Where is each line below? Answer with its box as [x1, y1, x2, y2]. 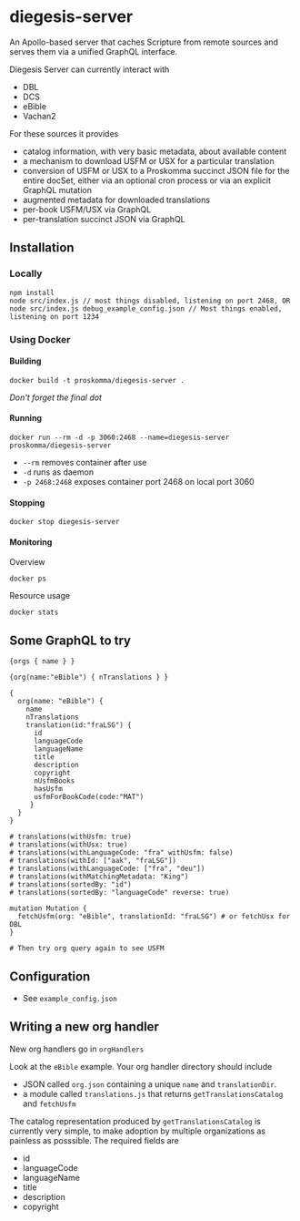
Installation [9, 240, 75, 256]
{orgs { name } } [9, 657, 75, 666]
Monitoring [9, 536, 53, 548]
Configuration [9, 969, 91, 984]
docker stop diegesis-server [9, 518, 120, 527]
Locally [9, 267, 43, 280]
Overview [9, 557, 45, 568]
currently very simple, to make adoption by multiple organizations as [9, 1125, 266, 1136]
